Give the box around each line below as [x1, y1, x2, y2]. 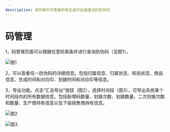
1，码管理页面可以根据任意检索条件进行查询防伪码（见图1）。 [5, 49, 131, 55]
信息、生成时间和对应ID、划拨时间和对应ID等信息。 [5, 76, 112, 82]
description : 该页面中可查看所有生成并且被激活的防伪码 [5, 7, 110, 13]
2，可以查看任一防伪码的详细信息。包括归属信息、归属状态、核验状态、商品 [5, 70, 163, 76]
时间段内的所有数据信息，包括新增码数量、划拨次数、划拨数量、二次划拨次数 [5, 93, 165, 99]
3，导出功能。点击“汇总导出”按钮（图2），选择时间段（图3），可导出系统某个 [5, 87, 164, 93]
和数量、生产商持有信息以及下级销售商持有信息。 [5, 100, 107, 106]
